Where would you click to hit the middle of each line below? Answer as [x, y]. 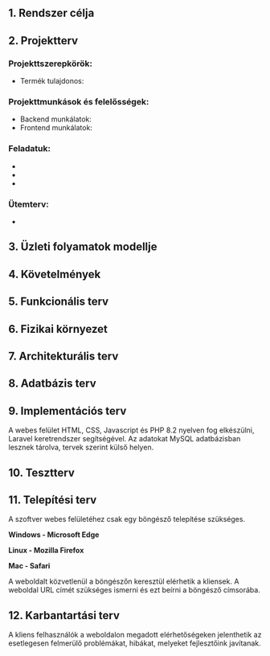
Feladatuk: [29, 149]
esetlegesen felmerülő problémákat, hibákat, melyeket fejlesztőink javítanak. [135, 643]
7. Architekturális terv [63, 356]
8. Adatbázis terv [52, 384]
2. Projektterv [43, 41]
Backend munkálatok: [56, 119]
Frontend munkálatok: [56, 128]
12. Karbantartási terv [64, 615]
